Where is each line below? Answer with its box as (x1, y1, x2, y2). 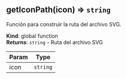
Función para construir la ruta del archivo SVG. (6, 20, 122, 28)
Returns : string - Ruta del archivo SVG (6, 38, 103, 45)
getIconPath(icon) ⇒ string (6, 5, 111, 15)
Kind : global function (6, 32, 59, 39)
